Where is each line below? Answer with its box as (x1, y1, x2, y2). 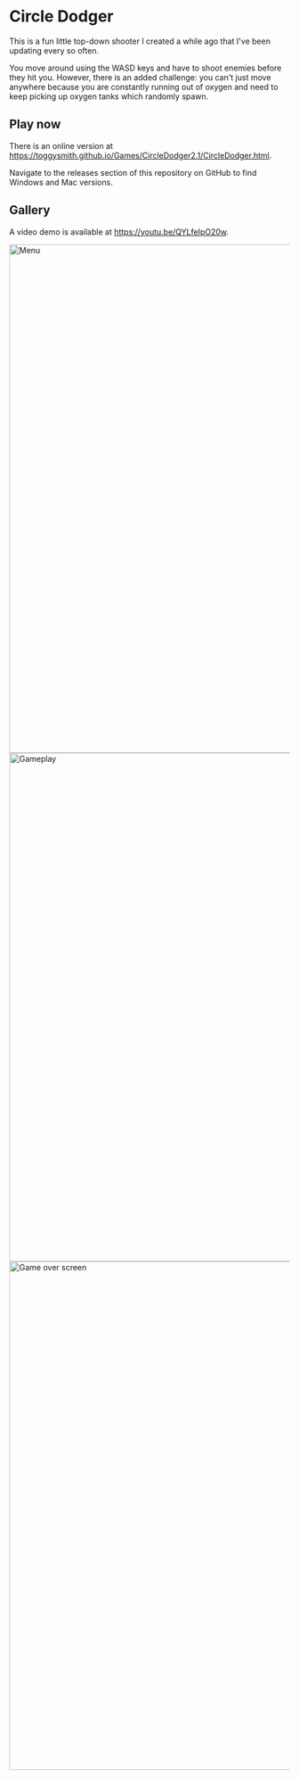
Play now (9, 117, 61, 132)
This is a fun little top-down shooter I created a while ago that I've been (9, 36, 271, 46)
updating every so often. (9, 45, 100, 55)
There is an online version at (9, 140, 114, 151)
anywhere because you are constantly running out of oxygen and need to (9, 81, 279, 92)
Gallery (9, 203, 51, 218)
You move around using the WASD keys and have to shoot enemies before (9, 62, 282, 73)
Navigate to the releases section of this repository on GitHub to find (9, 167, 257, 178)
